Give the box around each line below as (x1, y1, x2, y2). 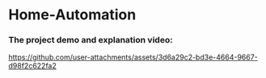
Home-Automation (8, 6, 137, 24)
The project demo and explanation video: (8, 35, 173, 46)
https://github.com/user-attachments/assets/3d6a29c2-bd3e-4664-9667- (8, 52, 259, 62)
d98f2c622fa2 (8, 61, 57, 71)
